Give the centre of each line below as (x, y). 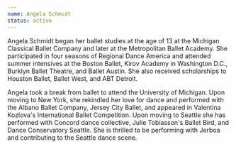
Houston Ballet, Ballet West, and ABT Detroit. (73, 78)
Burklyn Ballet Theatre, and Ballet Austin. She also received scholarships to (117, 71)
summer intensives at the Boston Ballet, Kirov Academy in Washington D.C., (118, 63)
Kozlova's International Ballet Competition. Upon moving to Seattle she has (117, 115)
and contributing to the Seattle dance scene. (72, 137)
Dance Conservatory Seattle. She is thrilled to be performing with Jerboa (114, 130)
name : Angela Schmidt (39, 14)
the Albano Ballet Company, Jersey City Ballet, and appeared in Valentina (114, 107)
